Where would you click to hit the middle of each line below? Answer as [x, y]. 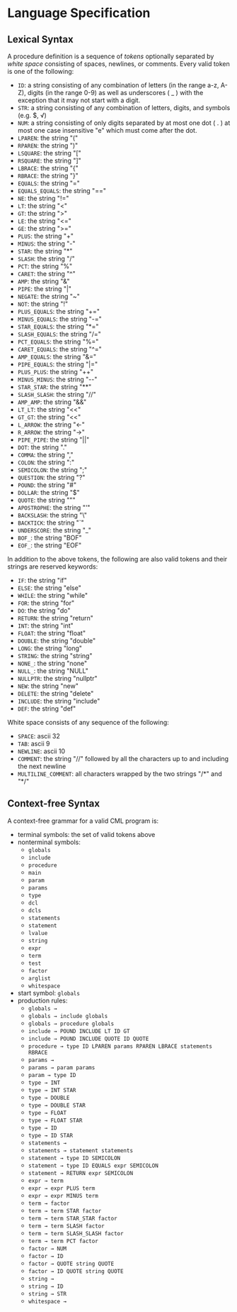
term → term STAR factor [65, 1211]
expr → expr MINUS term [63, 1196]
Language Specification [79, 13]
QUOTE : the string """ [46, 500]
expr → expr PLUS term [62, 1188]
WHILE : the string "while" [53, 595]
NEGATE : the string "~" [48, 296]
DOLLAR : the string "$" [48, 492]
